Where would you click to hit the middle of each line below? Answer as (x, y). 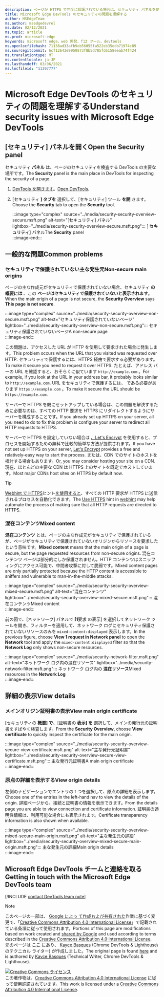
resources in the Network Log (35, 674)
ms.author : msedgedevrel (30, 23)
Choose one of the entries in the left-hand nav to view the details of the (77, 797)
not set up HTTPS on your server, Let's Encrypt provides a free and (73, 449)
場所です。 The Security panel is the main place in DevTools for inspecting (79, 173)
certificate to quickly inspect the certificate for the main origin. (69, 734)
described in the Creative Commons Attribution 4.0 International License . (79, 939)
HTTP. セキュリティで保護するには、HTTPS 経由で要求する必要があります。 (81, 359)
